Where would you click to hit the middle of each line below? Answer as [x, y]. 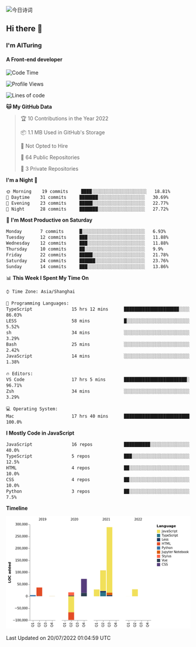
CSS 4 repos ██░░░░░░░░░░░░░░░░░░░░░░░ [98, 480]
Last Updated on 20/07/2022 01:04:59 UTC [59, 638]
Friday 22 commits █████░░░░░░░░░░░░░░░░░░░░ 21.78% [87, 255]
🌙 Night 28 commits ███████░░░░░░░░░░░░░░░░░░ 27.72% [87, 209]
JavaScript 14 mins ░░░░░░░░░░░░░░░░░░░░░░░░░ [98, 356]
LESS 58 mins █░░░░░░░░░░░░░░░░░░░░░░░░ [98, 321]
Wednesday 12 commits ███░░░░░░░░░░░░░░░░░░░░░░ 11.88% [87, 243]
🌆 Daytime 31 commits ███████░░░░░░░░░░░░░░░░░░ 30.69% [87, 197]
